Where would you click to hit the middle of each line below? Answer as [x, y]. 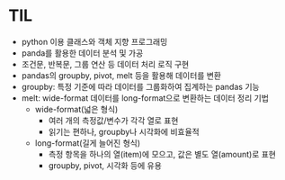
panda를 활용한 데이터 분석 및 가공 [82, 53]
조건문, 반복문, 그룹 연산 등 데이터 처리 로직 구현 [105, 64]
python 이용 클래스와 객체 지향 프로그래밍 [94, 41]
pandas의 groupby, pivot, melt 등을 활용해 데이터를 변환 [121, 75]
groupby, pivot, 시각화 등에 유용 [105, 165]
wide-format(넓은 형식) [76, 109]
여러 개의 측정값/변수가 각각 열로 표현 [113, 120]
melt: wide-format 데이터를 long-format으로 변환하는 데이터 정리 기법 [145, 98]
